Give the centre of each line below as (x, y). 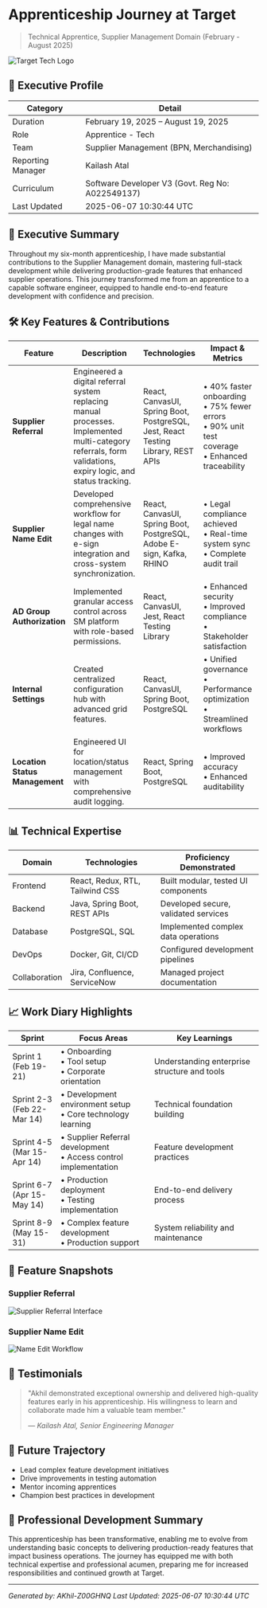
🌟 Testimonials (46, 1374)
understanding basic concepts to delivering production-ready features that (131, 1547)
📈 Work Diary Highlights (71, 1012)
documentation (188, 983)
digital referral (99, 381)
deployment (83, 1190)
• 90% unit (224, 426)
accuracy (221, 767)
